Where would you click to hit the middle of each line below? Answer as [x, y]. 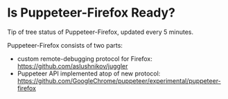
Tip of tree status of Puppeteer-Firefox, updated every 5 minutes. [100, 32]
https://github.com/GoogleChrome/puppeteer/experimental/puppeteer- [119, 80]
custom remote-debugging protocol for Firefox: [85, 58]
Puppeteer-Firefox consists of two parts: [65, 45]
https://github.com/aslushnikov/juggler [72, 66]
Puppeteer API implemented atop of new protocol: [89, 73]
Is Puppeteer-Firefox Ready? [91, 13]
